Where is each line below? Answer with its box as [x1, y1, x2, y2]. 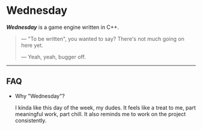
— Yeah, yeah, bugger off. [20, 53, 86, 60]
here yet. [20, 42, 43, 49]
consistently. [14, 117, 47, 124]
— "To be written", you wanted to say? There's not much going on [20, 35, 185, 42]
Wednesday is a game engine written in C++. [6, 23, 119, 31]
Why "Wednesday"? [14, 92, 65, 99]
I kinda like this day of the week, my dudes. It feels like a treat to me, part [14, 104, 196, 111]
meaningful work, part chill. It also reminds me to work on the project [14, 110, 186, 117]
